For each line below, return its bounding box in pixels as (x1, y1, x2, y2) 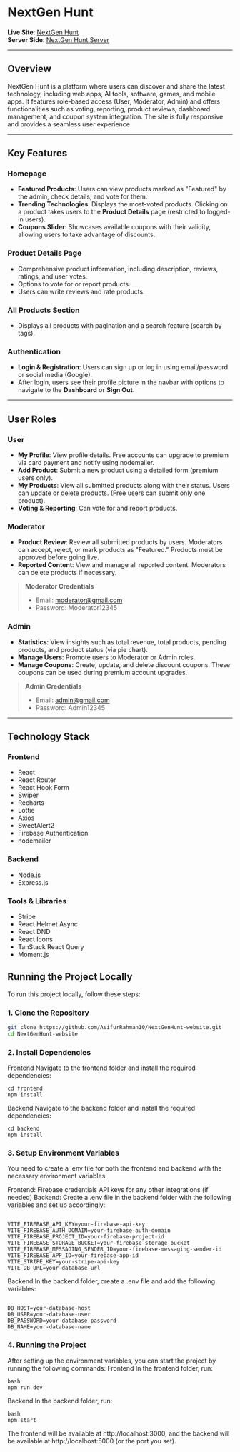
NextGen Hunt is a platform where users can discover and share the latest (7, 81, 225, 90)
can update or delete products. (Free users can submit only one (17, 489, 206, 497)
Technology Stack (7, 731, 90, 743)
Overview (7, 63, 52, 75)
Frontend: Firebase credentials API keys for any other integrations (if (7, 1186, 209, 1194)
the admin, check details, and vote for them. (17, 192, 148, 201)
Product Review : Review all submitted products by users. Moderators (17, 538, 223, 546)
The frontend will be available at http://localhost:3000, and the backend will (7, 1429, 230, 1438)
